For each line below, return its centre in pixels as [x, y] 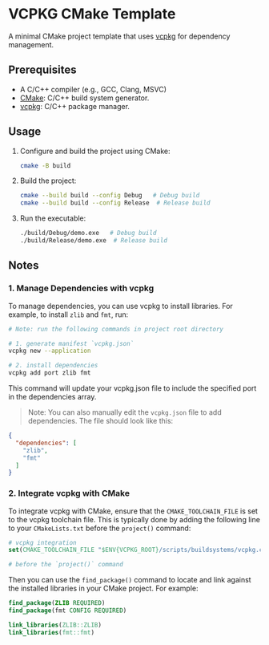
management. [31, 44]
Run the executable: [53, 218]
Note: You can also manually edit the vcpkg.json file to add [124, 412]
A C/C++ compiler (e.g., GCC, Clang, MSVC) [93, 89]
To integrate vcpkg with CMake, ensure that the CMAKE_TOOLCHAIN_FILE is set [133, 511]
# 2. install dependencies [53, 366]
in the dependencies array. [52, 397]
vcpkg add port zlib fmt [50, 373]
